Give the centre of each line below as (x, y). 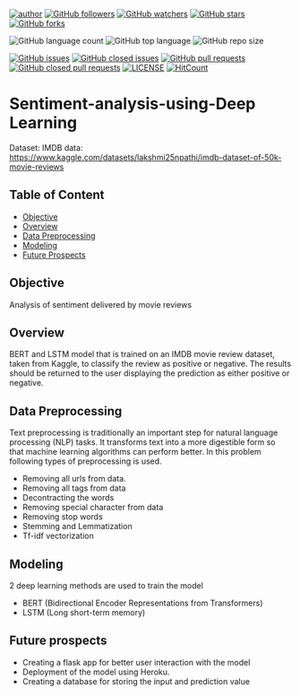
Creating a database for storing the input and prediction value (136, 681)
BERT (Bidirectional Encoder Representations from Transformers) (142, 603)
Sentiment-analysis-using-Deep (133, 104)
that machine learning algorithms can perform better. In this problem (135, 452)
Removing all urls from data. (74, 479)
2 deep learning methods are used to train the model (107, 586)
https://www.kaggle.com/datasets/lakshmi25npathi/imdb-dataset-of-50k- (146, 157)
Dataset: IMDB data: (46, 147)
